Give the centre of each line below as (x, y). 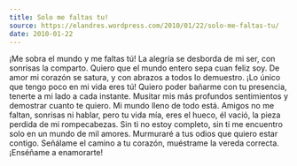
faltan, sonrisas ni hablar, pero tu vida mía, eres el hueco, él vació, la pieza (145, 115)
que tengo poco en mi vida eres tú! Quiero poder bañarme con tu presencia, (148, 87)
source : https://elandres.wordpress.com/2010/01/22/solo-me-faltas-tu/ (144, 26)
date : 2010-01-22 (41, 34)
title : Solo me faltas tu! (59, 17)
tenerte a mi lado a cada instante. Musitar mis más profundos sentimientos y (148, 96)
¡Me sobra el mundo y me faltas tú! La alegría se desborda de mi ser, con (142, 59)
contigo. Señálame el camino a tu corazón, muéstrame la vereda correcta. (144, 143)
